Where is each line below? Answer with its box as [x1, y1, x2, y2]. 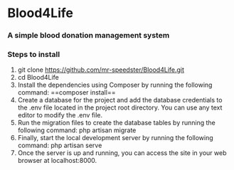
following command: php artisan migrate [17, 126, 137, 134]
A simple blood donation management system [7, 31, 170, 41]
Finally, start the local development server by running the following [17, 134, 213, 142]
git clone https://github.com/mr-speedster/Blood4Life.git [17, 65, 185, 74]
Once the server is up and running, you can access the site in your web [17, 149, 227, 157]
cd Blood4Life [17, 73, 59, 82]
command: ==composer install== [17, 88, 116, 97]
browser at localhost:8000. [17, 156, 97, 165]
